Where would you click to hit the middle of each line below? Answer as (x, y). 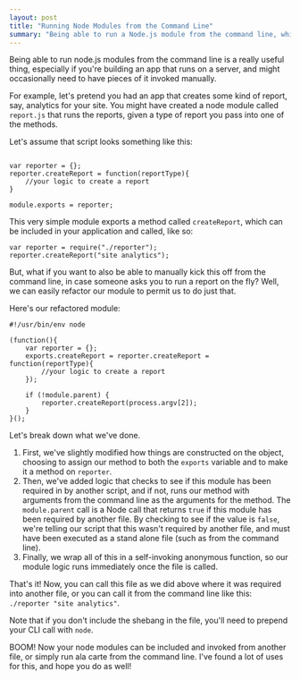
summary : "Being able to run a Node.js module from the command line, (143, 34)
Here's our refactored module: (65, 309)
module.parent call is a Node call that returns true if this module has (147, 510)
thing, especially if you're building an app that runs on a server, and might (145, 69)
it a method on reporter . (67, 472)
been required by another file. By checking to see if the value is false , (151, 519)
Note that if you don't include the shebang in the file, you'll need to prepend (149, 620)
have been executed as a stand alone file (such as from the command (150, 539)
